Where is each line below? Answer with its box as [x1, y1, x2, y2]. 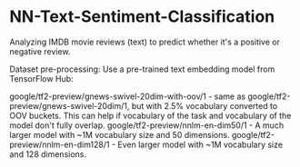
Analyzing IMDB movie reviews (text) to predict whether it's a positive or [9, 36, 280, 47]
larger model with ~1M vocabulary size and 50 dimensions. [9, 129, 230, 140]
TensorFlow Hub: [9, 73, 75, 83]
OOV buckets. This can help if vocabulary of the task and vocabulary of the [9, 110, 292, 121]
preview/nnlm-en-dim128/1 [9, 139, 110, 150]
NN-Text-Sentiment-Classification [9, 6, 275, 27]
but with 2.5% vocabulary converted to [131, 100, 278, 111]
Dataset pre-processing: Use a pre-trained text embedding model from [9, 64, 275, 74]
